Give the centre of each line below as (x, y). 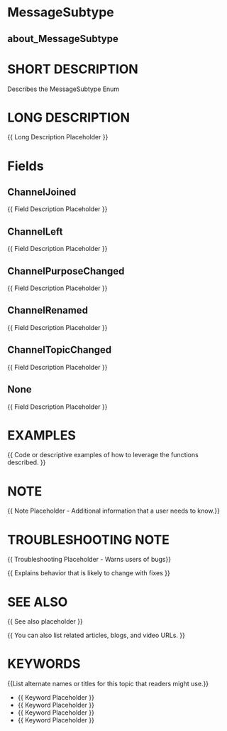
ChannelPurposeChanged (66, 271)
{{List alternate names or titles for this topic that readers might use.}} (108, 684)
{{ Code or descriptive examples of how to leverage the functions (103, 455)
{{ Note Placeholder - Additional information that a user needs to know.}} (113, 511)
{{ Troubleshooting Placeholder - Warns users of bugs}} (89, 560)
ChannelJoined (42, 192)
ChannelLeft (35, 231)
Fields (26, 166)
